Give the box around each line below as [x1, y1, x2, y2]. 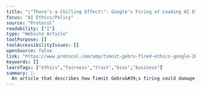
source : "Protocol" [6, 20, 55, 26]
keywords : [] [6, 59, 39, 65]
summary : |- [6, 70, 36, 76]
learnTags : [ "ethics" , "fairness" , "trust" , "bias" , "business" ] [6, 64, 163, 71]
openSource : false [6, 48, 52, 54]
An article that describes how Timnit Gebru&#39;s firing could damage [11, 75, 195, 81]
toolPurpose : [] [6, 37, 47, 43]
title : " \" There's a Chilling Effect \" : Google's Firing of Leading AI [6, 8, 189, 15]
